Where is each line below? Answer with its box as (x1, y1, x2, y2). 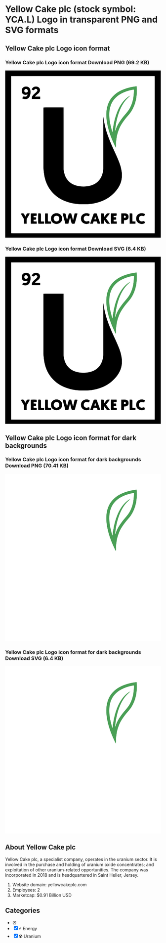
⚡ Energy (18, 925, 38, 931)
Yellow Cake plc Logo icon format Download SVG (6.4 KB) (5, 245, 146, 252)
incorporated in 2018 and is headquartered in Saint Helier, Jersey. (5, 872, 139, 878)
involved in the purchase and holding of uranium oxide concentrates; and (5, 861, 154, 867)
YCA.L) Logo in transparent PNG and (5, 14, 158, 25)
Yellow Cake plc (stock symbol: (5, 3, 136, 15)
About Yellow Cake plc (5, 843, 76, 852)
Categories (5, 906, 41, 915)
